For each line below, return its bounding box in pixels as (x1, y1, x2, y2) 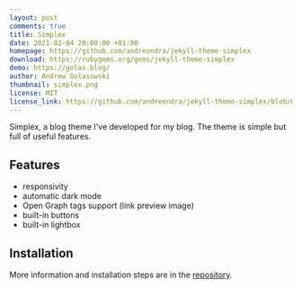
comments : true (9, 22, 67, 31)
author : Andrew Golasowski (9, 72, 111, 81)
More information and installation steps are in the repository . (9, 269, 233, 280)
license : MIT (9, 88, 58, 97)
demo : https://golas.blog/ (9, 64, 111, 73)
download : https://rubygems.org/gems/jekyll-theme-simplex (9, 55, 235, 64)
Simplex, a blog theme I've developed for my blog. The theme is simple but (9, 122, 287, 132)
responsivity (22, 181, 69, 192)
